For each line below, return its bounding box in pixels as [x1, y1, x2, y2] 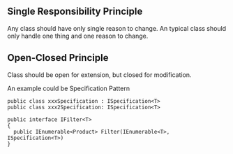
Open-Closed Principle [7, 52, 109, 64]
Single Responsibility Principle [7, 6, 143, 17]
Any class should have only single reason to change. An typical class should [7, 24, 227, 32]
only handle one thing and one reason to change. [7, 31, 149, 40]
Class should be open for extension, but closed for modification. [7, 70, 192, 79]
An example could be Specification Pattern [7, 84, 130, 92]
